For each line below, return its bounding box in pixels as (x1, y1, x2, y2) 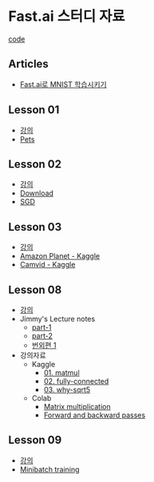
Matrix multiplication (43, 402, 111, 411)
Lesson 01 (8, 103, 60, 117)
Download (19, 188, 54, 198)
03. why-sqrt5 (43, 385, 91, 394)
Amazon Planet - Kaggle (19, 251, 101, 261)
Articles (8, 57, 49, 71)
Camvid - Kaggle (19, 260, 76, 270)
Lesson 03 (8, 220, 62, 234)
